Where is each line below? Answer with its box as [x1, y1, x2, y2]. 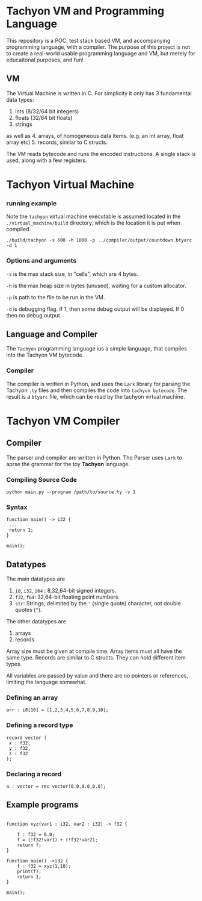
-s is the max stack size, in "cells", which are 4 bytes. [6, 270, 138, 278]
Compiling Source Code [6, 475, 77, 484]
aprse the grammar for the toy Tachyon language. [6, 460, 130, 467]
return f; [17, 842, 42, 848]
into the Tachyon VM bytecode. [6, 351, 84, 359]
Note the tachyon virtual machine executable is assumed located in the [6, 213, 181, 220]
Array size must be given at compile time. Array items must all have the [6, 647, 182, 655]
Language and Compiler [6, 329, 98, 339]
